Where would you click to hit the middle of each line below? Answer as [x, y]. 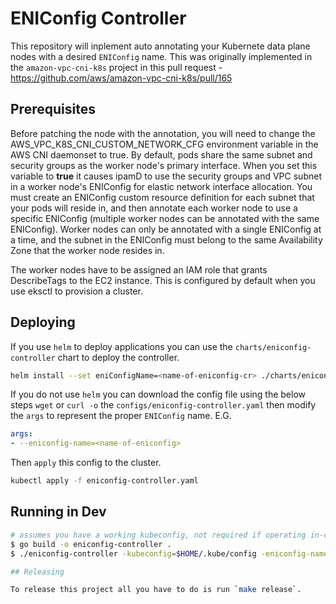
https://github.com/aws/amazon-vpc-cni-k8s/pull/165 [121, 78]
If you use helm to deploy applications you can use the [121, 346]
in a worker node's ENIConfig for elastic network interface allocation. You [161, 186]
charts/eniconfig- [273, 347]
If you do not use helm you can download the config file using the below [158, 394]
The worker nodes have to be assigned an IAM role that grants [139, 269]
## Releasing [37, 572]
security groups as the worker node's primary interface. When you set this [164, 165]
